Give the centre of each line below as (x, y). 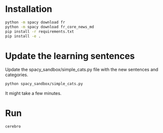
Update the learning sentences (70, 56)
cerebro (13, 127)
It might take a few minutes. (33, 93)
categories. (17, 75)
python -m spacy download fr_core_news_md (50, 27)
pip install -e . (23, 36)
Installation (29, 9)
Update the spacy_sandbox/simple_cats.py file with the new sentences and (82, 70)
